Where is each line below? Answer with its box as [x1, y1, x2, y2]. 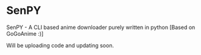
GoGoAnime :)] [6, 30, 44, 37]
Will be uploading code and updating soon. [6, 42, 115, 49]
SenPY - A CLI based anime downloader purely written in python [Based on [6, 24, 196, 31]
